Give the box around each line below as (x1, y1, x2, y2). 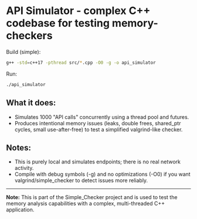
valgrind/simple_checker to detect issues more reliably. (14, 177, 148, 184)
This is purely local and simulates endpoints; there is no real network (14, 158, 181, 165)
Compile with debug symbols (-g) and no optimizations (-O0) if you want (14, 171, 191, 178)
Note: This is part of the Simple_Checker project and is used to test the (6, 194, 178, 201)
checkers (6, 29, 53, 42)
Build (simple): (6, 48, 41, 55)
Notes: (6, 142, 31, 153)
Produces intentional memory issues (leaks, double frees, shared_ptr (14, 119, 181, 126)
